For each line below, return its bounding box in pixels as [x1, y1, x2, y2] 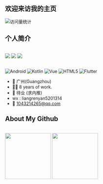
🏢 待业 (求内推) [12, 90, 42, 96]
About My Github [5, 115, 59, 123]
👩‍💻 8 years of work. [12, 84, 52, 90]
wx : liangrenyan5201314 [12, 95, 62, 101]
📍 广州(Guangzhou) [12, 78, 52, 84]
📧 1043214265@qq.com [12, 100, 61, 106]
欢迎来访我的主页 [5, 4, 57, 13]
